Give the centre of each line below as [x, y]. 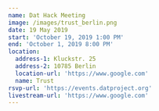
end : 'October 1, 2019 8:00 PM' [61, 45]
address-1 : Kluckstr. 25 [56, 59]
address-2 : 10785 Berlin [56, 66]
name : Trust [35, 81]
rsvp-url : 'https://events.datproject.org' [80, 88]
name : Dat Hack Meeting [47, 15]
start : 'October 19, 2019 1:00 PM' [66, 37]
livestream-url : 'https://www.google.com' [78, 95]
